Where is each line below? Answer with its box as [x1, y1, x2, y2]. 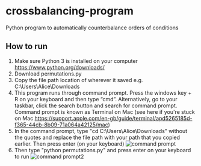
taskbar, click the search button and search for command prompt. [14, 102, 178, 109]
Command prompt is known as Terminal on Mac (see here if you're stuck [14, 108, 195, 115]
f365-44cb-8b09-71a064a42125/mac [14, 121, 109, 128]
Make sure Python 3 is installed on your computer [14, 57, 138, 64]
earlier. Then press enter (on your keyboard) [14, 140, 125, 147]
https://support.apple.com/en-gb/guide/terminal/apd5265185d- [34, 114, 193, 122]
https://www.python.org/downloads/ [14, 64, 105, 71]
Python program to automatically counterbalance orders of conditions [5, 24, 179, 31]
